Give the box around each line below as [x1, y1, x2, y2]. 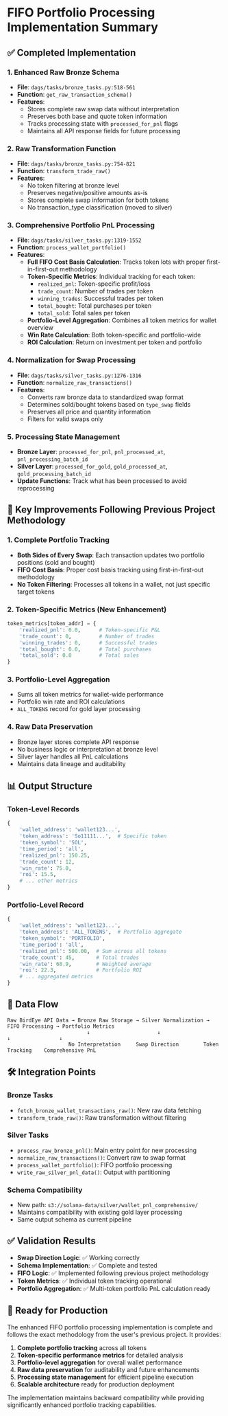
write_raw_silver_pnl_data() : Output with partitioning [16, 1168, 170, 1176]
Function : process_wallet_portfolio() [16, 243, 127, 251]
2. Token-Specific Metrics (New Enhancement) [7, 605, 167, 614]
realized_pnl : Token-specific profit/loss [37, 280, 151, 288]
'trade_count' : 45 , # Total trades [19, 954, 139, 961]
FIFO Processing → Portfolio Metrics [7, 1022, 115, 1030]
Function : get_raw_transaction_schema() [16, 90, 132, 98]
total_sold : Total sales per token [37, 309, 131, 317]
